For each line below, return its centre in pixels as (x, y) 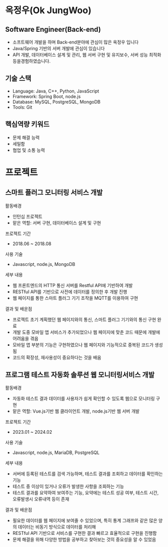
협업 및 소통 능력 (29, 150)
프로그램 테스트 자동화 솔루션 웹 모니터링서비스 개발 (80, 375)
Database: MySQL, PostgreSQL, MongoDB (56, 102)
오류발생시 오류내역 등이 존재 (41, 499)
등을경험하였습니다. (31, 61)
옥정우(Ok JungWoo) (48, 10)
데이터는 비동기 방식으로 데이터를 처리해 (57, 527)
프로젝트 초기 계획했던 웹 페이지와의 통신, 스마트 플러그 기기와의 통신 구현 (84, 320)
